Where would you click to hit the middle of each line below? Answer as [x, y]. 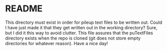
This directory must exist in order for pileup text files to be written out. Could [84, 22]
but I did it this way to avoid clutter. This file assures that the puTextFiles [79, 33]
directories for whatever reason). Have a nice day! [57, 43]
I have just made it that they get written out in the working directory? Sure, [81, 27]
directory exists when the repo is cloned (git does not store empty [73, 38]
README [24, 9]
